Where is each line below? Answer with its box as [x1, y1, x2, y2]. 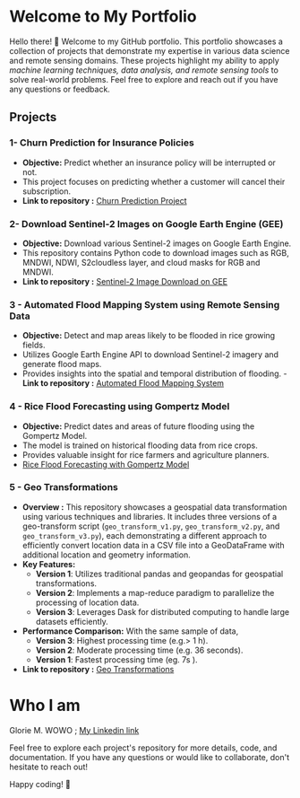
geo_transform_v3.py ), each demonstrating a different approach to [21, 530, 267, 540]
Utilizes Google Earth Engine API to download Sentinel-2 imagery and [21, 349, 279, 360]
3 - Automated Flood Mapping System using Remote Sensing [9, 298, 280, 311]
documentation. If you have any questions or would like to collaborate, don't [9, 751, 290, 762]
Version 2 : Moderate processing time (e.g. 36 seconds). [35, 645, 244, 655]
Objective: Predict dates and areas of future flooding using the [21, 420, 255, 432]
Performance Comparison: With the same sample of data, [21, 626, 239, 636]
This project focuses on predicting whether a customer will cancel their [21, 176, 286, 187]
